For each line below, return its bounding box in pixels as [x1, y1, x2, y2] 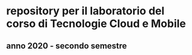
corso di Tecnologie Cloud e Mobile [6, 17, 187, 30]
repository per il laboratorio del [6, 4, 165, 18]
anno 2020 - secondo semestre [6, 41, 128, 51]
